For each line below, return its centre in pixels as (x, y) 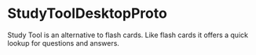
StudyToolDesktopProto (88, 14)
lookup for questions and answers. (63, 43)
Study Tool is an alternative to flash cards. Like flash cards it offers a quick (128, 35)
